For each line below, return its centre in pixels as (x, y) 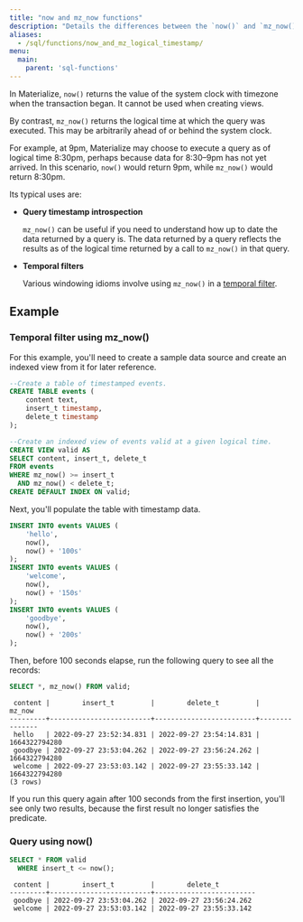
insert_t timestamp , (64, 409)
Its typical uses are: (46, 194)
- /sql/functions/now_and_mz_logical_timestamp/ (110, 43)
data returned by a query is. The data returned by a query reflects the (151, 238)
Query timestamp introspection (83, 211)
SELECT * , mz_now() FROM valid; (70, 687)
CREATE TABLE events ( (52, 392)
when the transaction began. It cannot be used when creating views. (137, 103)
